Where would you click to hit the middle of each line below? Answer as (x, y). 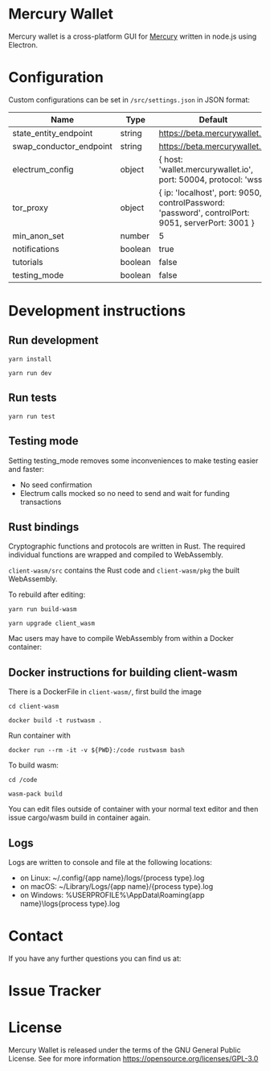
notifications (36, 249)
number (135, 236)
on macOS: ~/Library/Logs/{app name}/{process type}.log (117, 886)
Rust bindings (44, 527)
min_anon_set (38, 236)
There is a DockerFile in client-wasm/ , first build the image (105, 692)
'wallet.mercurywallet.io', (206, 169)
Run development (53, 340)
